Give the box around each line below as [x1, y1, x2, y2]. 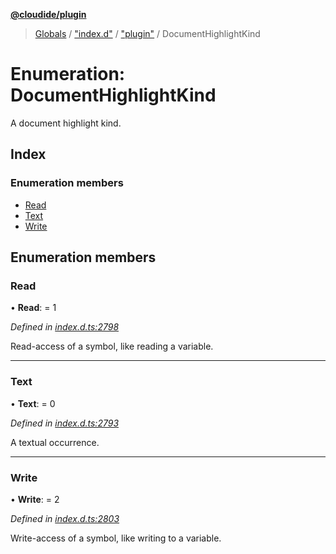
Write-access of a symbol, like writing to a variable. [10, 532, 222, 544]
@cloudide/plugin [10, 9, 87, 20]
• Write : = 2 [10, 493, 60, 505]
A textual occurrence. [10, 436, 100, 448]
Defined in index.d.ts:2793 [10, 417, 120, 429]
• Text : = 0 [10, 397, 56, 409]
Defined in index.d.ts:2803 [10, 512, 120, 524]
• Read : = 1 [10, 302, 57, 314]
